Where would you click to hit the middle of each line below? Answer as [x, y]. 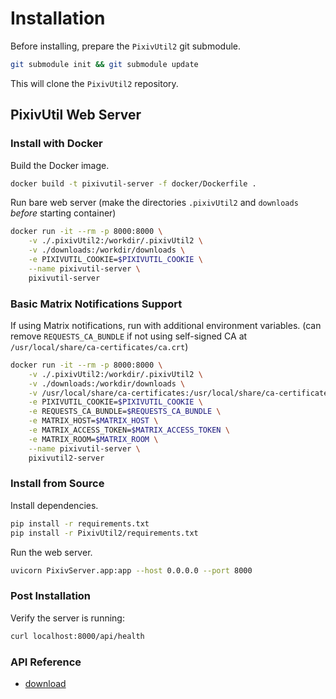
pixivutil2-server [66, 458]
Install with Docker [56, 144]
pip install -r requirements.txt [80, 523]
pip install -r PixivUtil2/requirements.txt [104, 533]
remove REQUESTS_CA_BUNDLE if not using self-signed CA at [129, 336]
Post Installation [51, 596]
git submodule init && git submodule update [104, 64]
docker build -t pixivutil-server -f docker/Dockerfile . [133, 183]
